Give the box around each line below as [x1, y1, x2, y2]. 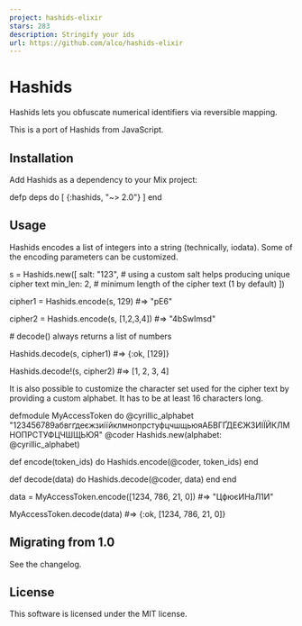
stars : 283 [9, 22, 50, 31]
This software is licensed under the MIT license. [9, 609, 188, 620]
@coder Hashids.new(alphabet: [105, 429, 223, 440]
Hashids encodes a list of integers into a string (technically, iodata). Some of [9, 241, 293, 252]
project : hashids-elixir [9, 13, 103, 23]
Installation [9, 150, 74, 166]
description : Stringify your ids [9, 30, 135, 39]
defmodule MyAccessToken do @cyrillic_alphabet [9, 410, 194, 421]
